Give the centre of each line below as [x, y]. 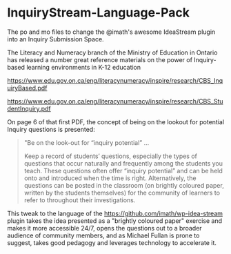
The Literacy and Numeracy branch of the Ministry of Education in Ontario [112, 52]
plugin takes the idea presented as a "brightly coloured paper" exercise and [115, 221]
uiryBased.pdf [27, 88]
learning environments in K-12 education [84, 67]
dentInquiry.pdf [29, 108]
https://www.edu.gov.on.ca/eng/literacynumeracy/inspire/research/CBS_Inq [115, 80]
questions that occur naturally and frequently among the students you [123, 163]
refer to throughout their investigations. [80, 200]
